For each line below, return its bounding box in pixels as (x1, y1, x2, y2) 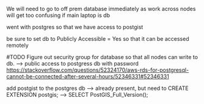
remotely (6, 42, 29, 49)
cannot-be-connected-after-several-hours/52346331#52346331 (6, 73, 169, 80)
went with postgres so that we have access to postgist (6, 24, 144, 30)
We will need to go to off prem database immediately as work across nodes (6, 5, 196, 12)
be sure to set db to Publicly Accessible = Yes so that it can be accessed (6, 35, 189, 42)
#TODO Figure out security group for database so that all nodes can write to (6, 54, 199, 60)
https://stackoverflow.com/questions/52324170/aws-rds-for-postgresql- (6, 66, 189, 74)
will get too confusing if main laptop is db (6, 12, 110, 19)
